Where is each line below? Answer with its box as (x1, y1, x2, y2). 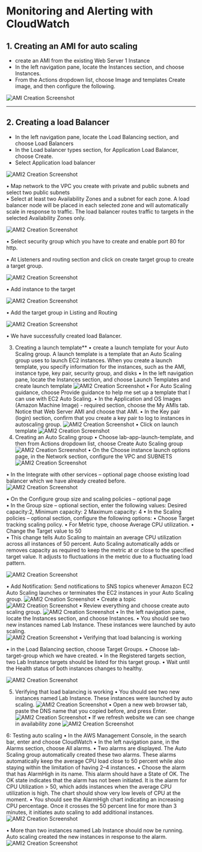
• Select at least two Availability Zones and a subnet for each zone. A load (6, 195, 190, 202)
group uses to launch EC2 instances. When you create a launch (14, 357, 173, 364)
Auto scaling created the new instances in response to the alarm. (6, 833, 167, 840)
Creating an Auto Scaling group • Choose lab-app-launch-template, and (14, 433, 194, 440)
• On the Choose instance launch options (88, 446, 191, 453)
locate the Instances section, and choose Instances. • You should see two (6, 615, 190, 622)
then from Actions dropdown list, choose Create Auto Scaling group (14, 440, 183, 447)
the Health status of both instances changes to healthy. (6, 665, 143, 672)
